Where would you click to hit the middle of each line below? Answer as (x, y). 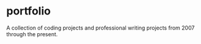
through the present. (32, 34)
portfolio (29, 11)
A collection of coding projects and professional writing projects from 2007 (100, 28)
